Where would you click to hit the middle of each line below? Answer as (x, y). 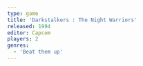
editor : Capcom (29, 33)
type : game (23, 13)
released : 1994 (29, 26)
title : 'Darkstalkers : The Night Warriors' (72, 20)
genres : (18, 45)
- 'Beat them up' (38, 52)
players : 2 (23, 39)
